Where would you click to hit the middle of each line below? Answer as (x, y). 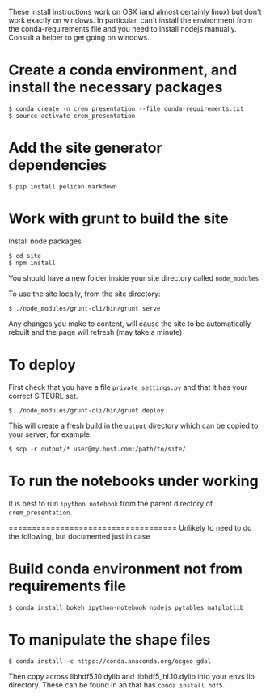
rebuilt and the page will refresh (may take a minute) (95, 332)
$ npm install (32, 263)
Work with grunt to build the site (118, 219)
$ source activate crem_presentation (72, 116)
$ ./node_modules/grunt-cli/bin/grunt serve (84, 308)
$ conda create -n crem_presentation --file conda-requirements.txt (126, 108)
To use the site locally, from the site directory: (84, 294)
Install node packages (45, 241)
